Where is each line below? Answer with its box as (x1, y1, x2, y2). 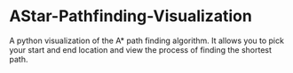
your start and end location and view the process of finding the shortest (9, 44, 273, 55)
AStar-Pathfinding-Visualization (9, 6, 253, 26)
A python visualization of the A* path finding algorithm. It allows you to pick (9, 35, 284, 46)
